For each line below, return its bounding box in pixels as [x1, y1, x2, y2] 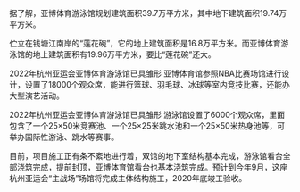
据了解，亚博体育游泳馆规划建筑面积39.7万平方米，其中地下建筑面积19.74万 [9, 8, 287, 18]
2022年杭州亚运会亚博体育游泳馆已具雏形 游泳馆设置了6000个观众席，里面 [9, 110, 286, 120]
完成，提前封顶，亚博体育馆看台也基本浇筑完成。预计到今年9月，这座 [32, 162, 288, 172]
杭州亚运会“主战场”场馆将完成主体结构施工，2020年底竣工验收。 [9, 173, 247, 183]
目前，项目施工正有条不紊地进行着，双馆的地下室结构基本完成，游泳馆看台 [9, 151, 283, 161]
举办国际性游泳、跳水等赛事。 [9, 132, 119, 142]
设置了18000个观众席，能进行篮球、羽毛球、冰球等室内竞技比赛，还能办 [24, 79, 290, 89]
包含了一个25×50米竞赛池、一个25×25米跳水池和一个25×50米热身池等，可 [9, 121, 286, 131]
